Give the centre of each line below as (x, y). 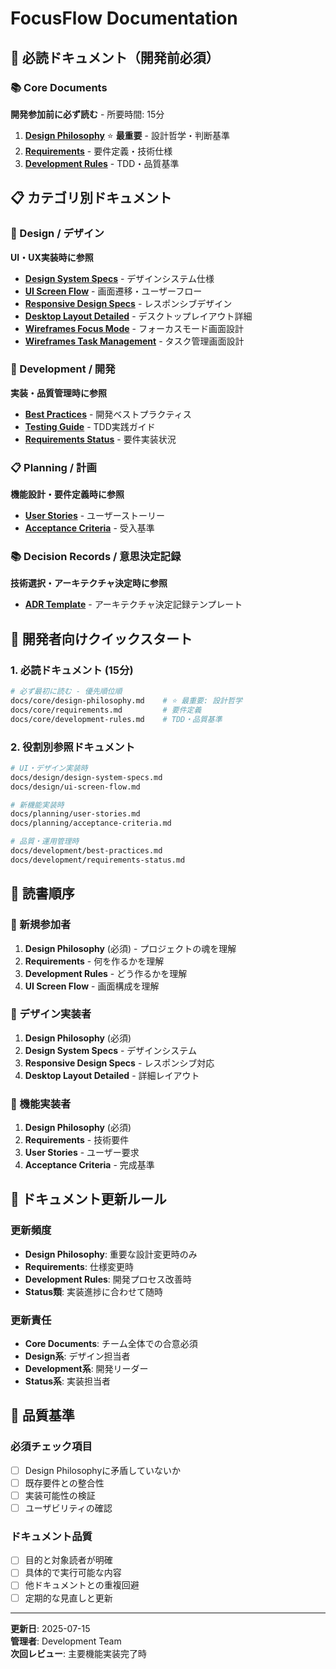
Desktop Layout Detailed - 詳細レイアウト (112, 1075)
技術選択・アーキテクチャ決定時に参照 (89, 583)
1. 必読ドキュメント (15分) (72, 670)
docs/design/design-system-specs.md (86, 777)
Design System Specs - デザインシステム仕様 (119, 278)
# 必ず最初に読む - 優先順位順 (66, 692)
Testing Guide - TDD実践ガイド (90, 426)
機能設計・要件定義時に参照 (67, 494)
